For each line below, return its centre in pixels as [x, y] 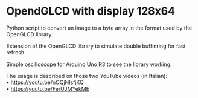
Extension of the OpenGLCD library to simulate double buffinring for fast [96, 46]
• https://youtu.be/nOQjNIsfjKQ [45, 82]
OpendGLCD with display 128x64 [91, 11]
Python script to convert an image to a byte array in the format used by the [99, 28]
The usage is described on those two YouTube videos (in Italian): [87, 76]
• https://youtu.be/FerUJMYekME [48, 88]
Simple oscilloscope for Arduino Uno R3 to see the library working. [89, 64]
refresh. [16, 52]
